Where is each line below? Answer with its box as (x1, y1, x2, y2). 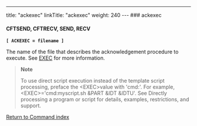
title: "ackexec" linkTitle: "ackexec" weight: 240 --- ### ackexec (6, 12, 162, 18)
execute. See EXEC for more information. (6, 55, 106, 62)
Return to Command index (6, 114, 69, 121)
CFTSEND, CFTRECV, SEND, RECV (6, 25, 91, 32)
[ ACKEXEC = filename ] (6, 38, 64, 44)
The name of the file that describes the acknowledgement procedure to (6, 48, 179, 56)
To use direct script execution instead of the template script (20, 77, 165, 84)
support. (20, 102, 42, 109)
